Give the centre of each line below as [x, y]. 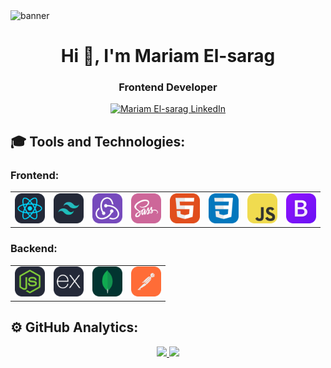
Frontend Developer [168, 87]
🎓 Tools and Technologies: [98, 141]
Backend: [34, 249]
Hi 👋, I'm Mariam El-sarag [168, 56]
